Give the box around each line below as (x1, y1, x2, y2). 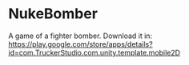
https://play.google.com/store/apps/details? (8, 39, 154, 48)
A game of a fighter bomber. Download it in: (8, 31, 153, 40)
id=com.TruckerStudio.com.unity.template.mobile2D (8, 48, 181, 57)
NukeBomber (8, 5, 99, 23)
